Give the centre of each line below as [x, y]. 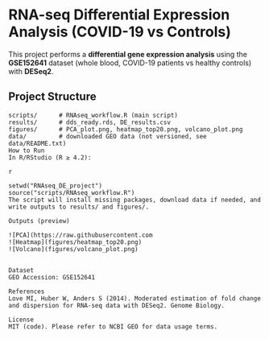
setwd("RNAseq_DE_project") [56, 186]
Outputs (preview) [39, 221]
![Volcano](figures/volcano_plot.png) [73, 249]
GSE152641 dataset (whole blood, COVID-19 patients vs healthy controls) [130, 63]
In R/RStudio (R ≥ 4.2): [50, 157]
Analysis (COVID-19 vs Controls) [120, 32]
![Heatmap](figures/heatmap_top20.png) [75, 242]
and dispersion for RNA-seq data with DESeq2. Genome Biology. [117, 305]
